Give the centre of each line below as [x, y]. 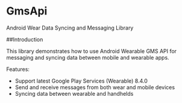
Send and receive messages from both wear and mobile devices [95, 87]
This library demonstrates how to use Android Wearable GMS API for [91, 51]
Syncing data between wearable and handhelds [74, 93]
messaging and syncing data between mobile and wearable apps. [88, 57]
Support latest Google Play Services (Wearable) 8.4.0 [81, 81]
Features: [18, 69]
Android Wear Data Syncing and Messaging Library [70, 28]
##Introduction [25, 39]
